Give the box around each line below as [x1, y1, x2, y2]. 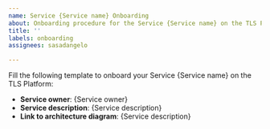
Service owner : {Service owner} [19, 95, 129, 104]
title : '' [8, 26, 42, 34]
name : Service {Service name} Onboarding [8, 11, 149, 20]
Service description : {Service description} [19, 103, 162, 113]
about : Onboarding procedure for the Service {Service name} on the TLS [8, 19, 257, 27]
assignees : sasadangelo [8, 42, 88, 50]
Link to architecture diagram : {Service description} [19, 111, 191, 121]
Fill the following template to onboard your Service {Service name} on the [8, 71, 252, 80]
